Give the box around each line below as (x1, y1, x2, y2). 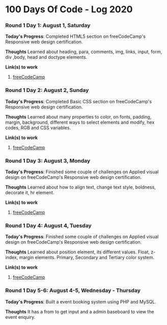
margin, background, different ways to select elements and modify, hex (5, 119, 155, 125)
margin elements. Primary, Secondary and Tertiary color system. (19, 254, 154, 261)
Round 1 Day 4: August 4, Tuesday (5, 222, 92, 229)
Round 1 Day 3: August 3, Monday (5, 157, 91, 164)
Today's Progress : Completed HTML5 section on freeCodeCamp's (5, 33, 146, 39)
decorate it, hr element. (5, 190, 54, 196)
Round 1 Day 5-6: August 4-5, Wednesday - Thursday (5, 287, 141, 294)
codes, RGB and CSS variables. (5, 124, 71, 131)
